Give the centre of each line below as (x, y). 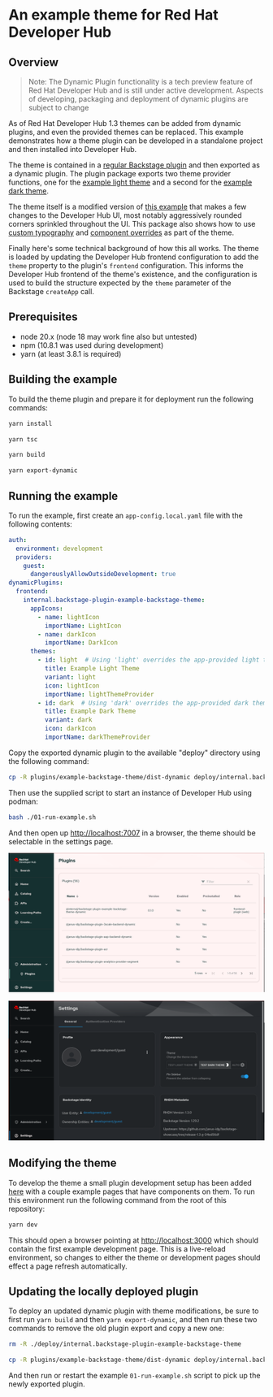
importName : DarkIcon (81, 643)
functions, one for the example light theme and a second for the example (130, 182)
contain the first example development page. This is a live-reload (117, 1248)
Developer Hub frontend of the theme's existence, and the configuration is (133, 274)
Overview (34, 62)
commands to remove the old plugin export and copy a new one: (117, 1328)
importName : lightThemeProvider (99, 694)
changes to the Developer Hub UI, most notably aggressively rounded (125, 215)
